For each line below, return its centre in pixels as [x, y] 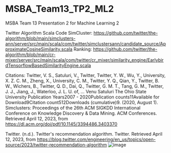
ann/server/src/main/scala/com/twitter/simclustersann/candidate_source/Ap [86, 43]
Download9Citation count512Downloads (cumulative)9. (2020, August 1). [82, 102]
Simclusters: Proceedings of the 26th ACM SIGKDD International [73, 108]
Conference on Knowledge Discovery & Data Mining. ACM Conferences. [81, 113]
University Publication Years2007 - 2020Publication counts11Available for [82, 97]
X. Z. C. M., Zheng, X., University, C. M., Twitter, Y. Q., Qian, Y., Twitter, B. [82, 81]
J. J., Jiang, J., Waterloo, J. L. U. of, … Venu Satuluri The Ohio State [76, 91]
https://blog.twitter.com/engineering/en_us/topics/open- [96, 139]
